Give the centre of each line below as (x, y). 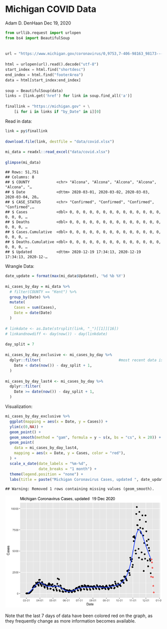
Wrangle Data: (20, 266)
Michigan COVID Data (51, 9)
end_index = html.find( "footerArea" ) (44, 75)
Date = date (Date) (33, 313)
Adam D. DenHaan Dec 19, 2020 (38, 23)
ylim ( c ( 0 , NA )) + (26, 427)
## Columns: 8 (20, 177)
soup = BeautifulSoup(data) (34, 91)
